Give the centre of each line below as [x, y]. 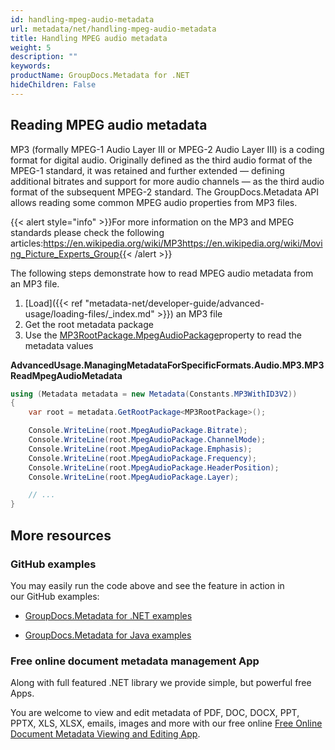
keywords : [31, 66]
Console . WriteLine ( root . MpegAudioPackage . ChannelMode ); [147, 440]
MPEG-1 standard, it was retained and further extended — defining [147, 170]
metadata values [59, 345]
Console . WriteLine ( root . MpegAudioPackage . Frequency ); [142, 458]
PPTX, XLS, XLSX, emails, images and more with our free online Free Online [166, 723]
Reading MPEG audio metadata [109, 125]
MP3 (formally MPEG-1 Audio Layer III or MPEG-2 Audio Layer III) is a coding [167, 149]
